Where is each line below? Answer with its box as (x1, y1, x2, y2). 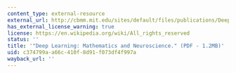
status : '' (7, 36, 39, 43)
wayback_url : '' (7, 56, 55, 63)
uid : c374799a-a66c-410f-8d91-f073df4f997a (7, 49, 137, 56)
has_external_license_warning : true (7, 23, 114, 30)
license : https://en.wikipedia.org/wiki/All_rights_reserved (7, 29, 190, 37)
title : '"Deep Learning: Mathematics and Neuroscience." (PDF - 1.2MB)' (7, 42, 225, 49)
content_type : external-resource (7, 10, 105, 17)
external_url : (7, 17, 49, 24)
